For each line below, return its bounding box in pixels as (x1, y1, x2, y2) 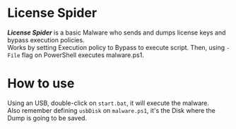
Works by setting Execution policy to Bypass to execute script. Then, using (7, 43, 225, 51)
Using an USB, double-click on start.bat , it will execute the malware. (7, 99, 210, 107)
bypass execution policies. (7, 35, 85, 44)
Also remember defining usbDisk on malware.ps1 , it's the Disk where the (7, 106, 216, 114)
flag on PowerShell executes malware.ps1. (21, 51, 145, 59)
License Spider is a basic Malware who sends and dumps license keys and (7, 28, 226, 37)
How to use (7, 75, 75, 92)
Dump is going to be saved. (7, 113, 87, 122)
